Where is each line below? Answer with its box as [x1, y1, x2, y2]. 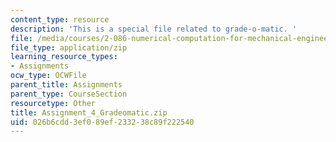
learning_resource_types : [10, 52, 118, 62]
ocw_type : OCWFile [10, 71, 87, 81]
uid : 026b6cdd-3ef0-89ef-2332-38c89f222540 [10, 117, 195, 127]
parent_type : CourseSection [10, 89, 128, 99]
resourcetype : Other [10, 98, 97, 108]
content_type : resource [10, 14, 110, 25]
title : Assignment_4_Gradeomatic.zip [10, 107, 168, 118]
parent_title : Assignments [10, 80, 123, 90]
